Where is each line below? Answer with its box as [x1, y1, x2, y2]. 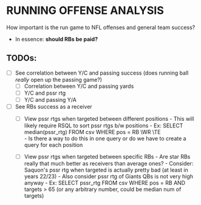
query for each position [24, 141, 83, 149]
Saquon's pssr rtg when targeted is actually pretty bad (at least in [24, 166, 188, 173]
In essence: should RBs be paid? [15, 35, 98, 42]
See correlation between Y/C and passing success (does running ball [15, 69, 189, 76]
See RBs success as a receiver [15, 103, 92, 110]
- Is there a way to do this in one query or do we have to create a [24, 135, 186, 143]
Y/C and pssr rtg [24, 89, 66, 96]
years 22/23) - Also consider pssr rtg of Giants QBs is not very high [24, 173, 193, 180]
